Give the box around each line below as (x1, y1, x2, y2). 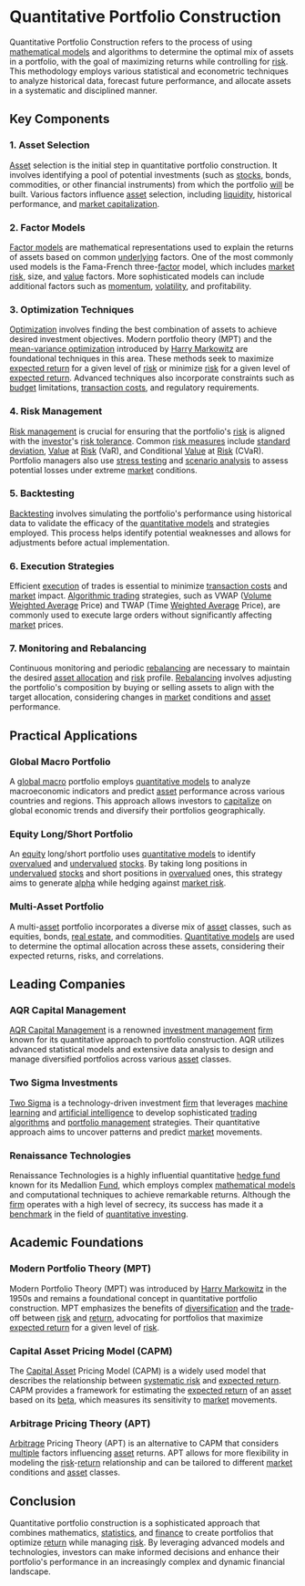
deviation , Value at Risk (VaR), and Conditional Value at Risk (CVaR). (9, 445, 264, 456)
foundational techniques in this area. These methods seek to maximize (9, 353, 275, 364)
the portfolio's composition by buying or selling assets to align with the (9, 682, 275, 693)
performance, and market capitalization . (9, 198, 160, 209)
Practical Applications (9, 728, 138, 743)
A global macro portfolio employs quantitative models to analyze (9, 776, 251, 787)
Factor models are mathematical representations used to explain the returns (9, 242, 294, 253)
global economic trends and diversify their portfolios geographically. (9, 805, 266, 816)
